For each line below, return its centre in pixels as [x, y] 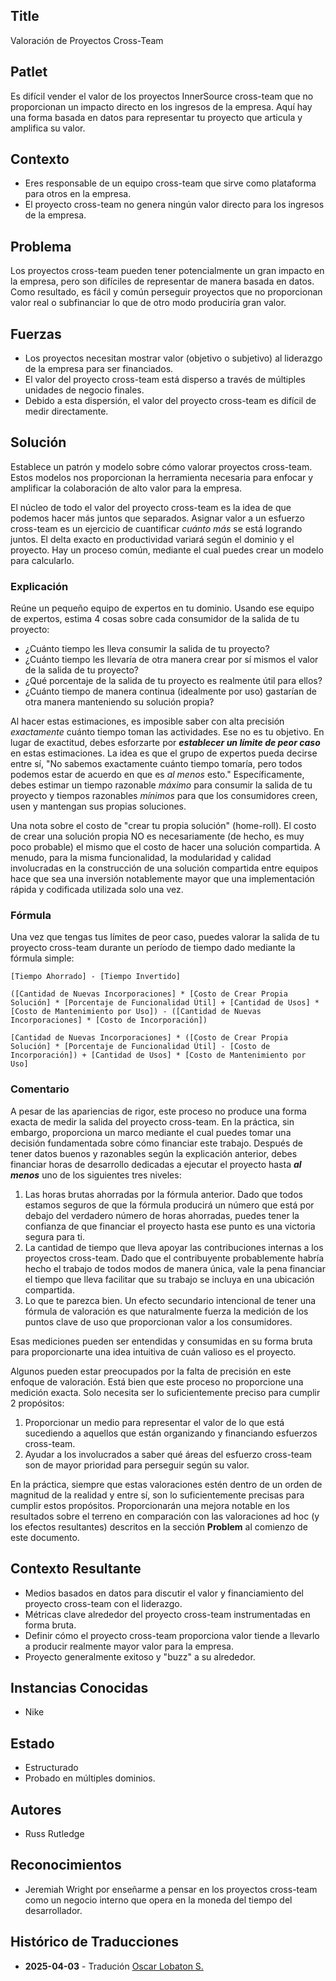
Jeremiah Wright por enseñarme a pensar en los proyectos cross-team [171, 1889]
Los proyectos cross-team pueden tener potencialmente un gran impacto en [167, 271]
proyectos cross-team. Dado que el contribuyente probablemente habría [174, 1258]
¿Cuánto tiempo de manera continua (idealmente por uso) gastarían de [170, 691]
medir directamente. [66, 411]
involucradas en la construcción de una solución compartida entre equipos [164, 868]
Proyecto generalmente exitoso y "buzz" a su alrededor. [140, 1656]
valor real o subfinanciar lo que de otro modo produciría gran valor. [148, 303]
